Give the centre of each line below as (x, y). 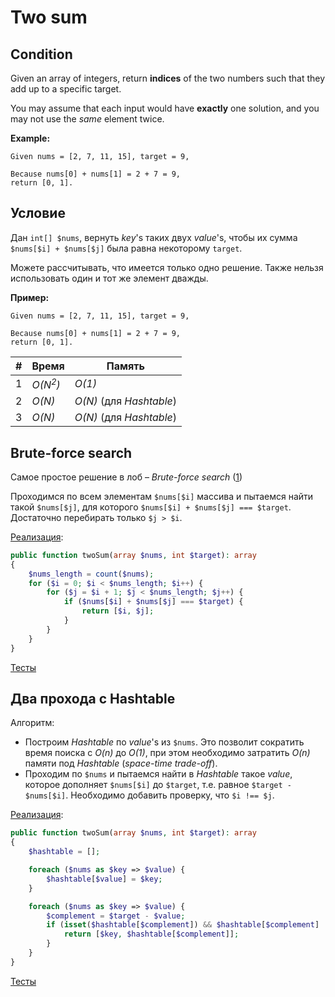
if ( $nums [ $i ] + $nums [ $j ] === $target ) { (153, 602)
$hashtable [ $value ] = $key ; (104, 879)
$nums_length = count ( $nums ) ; (91, 574)
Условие (38, 213)
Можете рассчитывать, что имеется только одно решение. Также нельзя (167, 267)
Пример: (30, 297)
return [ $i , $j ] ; (118, 611)
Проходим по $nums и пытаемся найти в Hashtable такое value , (158, 774)
